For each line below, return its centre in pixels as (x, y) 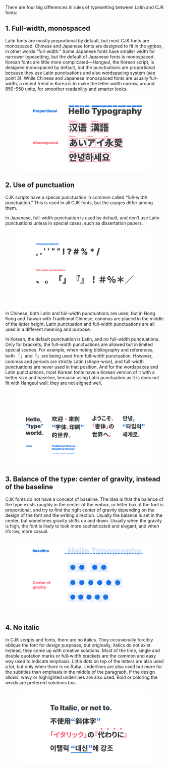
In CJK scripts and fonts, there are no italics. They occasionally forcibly (79, 639)
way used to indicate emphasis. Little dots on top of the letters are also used (84, 661)
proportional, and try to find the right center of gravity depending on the (80, 510)
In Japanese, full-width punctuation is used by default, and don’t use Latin (82, 218)
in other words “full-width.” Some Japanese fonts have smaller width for (80, 51)
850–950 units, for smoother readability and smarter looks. (66, 89)
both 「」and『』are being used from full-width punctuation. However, (79, 356)
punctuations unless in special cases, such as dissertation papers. (74, 223)
